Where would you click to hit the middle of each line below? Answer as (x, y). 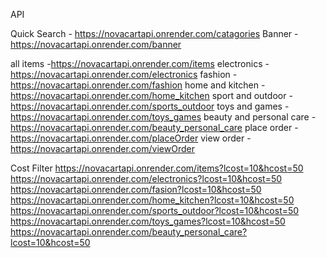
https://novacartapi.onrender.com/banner (96, 44)
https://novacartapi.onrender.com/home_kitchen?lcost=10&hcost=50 (152, 200)
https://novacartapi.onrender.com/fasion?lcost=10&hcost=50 (136, 189)
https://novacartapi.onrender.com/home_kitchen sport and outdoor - (151, 95)
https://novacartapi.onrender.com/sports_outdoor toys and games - (150, 106)
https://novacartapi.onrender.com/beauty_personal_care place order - (154, 127)
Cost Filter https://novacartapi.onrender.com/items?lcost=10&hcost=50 (157, 168)
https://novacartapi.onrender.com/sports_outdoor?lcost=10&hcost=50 (155, 210)
